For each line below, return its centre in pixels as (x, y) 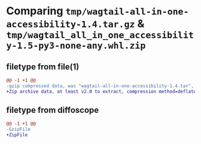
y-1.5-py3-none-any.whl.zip (76, 46)
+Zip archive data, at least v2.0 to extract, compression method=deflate (101, 91)
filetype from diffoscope (53, 110)
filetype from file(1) (43, 67)
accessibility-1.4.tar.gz (71, 25)
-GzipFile (19, 130)
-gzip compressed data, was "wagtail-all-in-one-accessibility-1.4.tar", (100, 86)
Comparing (35, 11)
